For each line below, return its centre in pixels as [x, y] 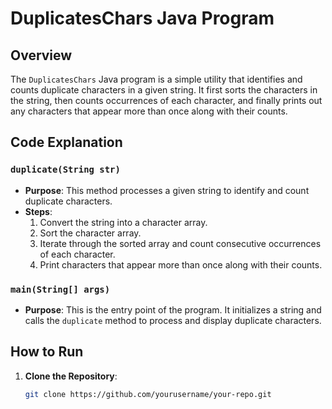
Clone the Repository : [71, 376]
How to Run [47, 352]
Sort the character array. [90, 233]
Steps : [38, 211]
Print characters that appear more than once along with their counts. [181, 264]
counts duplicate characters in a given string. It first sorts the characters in [164, 90]
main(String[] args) [60, 289]
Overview [41, 55]
